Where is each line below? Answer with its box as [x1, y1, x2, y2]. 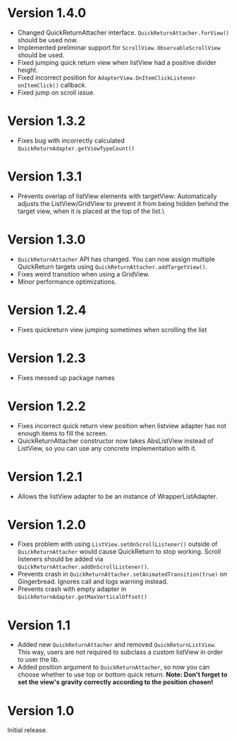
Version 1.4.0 [7, 5, 87, 21]
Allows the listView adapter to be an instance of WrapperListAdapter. [17, 492, 218, 500]
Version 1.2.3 [7, 350, 86, 366]
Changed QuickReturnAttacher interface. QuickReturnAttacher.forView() [17, 28, 230, 37]
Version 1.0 [7, 703, 75, 719]
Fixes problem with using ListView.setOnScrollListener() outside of [17, 540, 218, 548]
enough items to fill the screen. [17, 429, 108, 437]
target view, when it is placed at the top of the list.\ [17, 207, 165, 215]
